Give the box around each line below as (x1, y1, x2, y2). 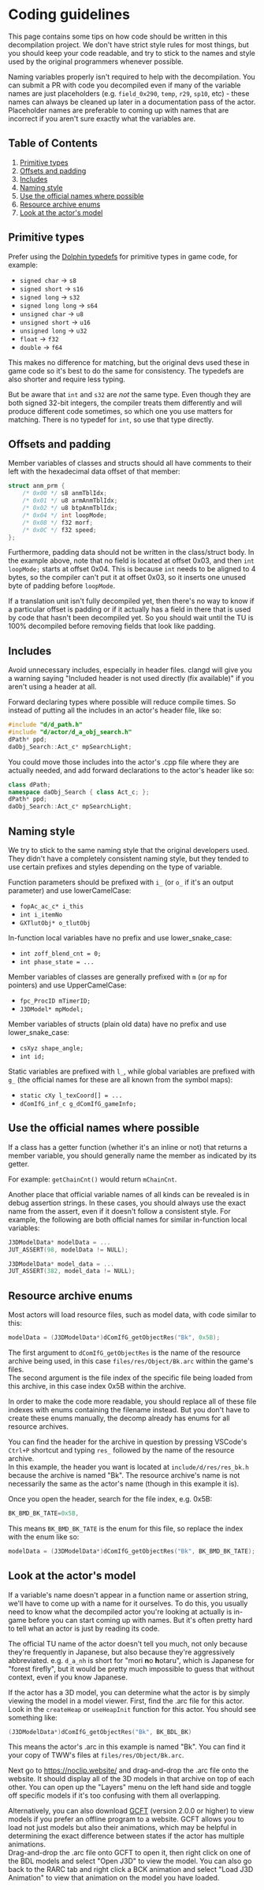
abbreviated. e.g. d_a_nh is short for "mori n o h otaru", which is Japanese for (8, 1655, 255, 1665)
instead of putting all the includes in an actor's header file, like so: (8, 705, 222, 715)
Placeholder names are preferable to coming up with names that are (8, 105, 229, 115)
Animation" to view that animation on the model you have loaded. (8, 1873, 220, 1883)
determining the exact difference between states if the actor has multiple (8, 1831, 245, 1841)
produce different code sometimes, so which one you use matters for (8, 406, 233, 415)
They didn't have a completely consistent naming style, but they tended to (8, 854, 250, 863)
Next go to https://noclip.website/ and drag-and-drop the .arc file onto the (8, 1765, 249, 1775)
